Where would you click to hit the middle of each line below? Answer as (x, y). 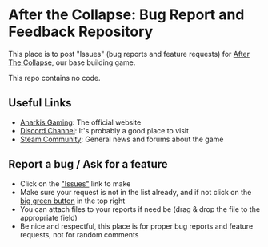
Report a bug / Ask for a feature (88, 164)
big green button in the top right (72, 201)
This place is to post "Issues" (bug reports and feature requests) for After (129, 54)
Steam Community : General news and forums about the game (122, 139)
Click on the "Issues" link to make (75, 183)
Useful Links (40, 103)
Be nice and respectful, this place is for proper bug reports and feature (136, 226)
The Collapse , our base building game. (72, 62)
